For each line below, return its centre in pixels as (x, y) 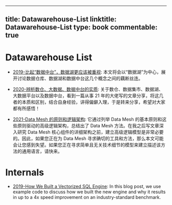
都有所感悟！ (26, 108)
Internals (25, 172)
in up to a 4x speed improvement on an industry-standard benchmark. (87, 197)
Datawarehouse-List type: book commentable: (81, 27)
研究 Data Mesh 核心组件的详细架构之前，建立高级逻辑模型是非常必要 (90, 132)
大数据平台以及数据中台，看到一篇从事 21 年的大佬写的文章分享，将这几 (88, 96)
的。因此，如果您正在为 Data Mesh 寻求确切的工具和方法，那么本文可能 (88, 139)
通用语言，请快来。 (42, 151)
